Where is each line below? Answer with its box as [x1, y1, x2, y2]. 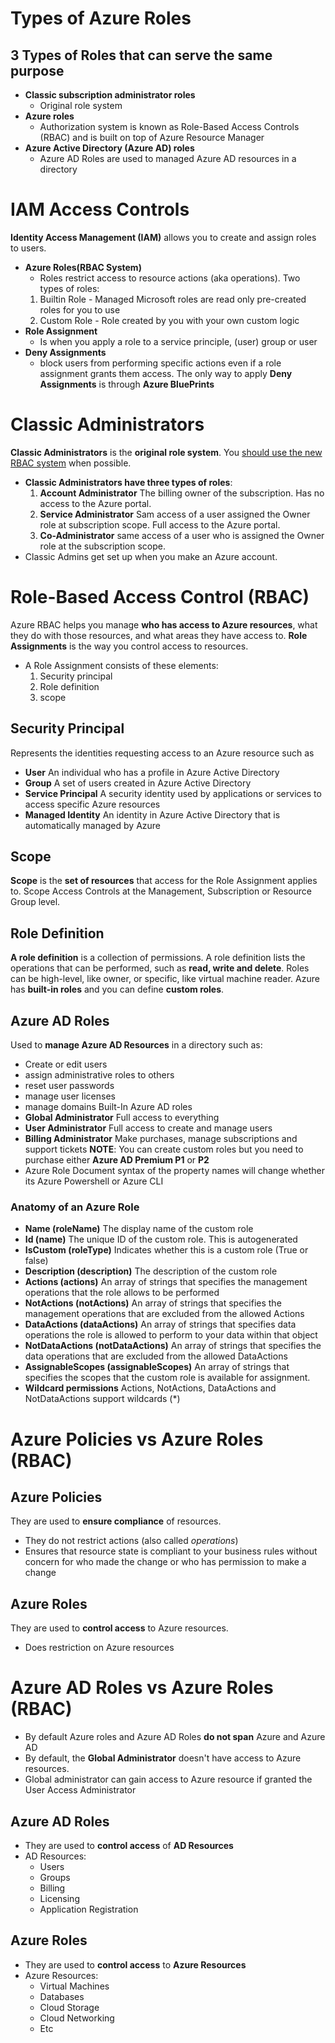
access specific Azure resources [24, 798, 161, 810]
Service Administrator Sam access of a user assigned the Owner [39, 508, 311, 520]
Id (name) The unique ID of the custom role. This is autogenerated [24, 1233, 298, 1246]
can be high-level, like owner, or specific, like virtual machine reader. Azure [10, 973, 320, 985]
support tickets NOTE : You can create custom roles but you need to [24, 1143, 304, 1156]
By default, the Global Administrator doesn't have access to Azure [24, 1752, 302, 1764]
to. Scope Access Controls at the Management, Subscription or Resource [10, 885, 312, 897]
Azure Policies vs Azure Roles [10, 1428, 264, 1451]
